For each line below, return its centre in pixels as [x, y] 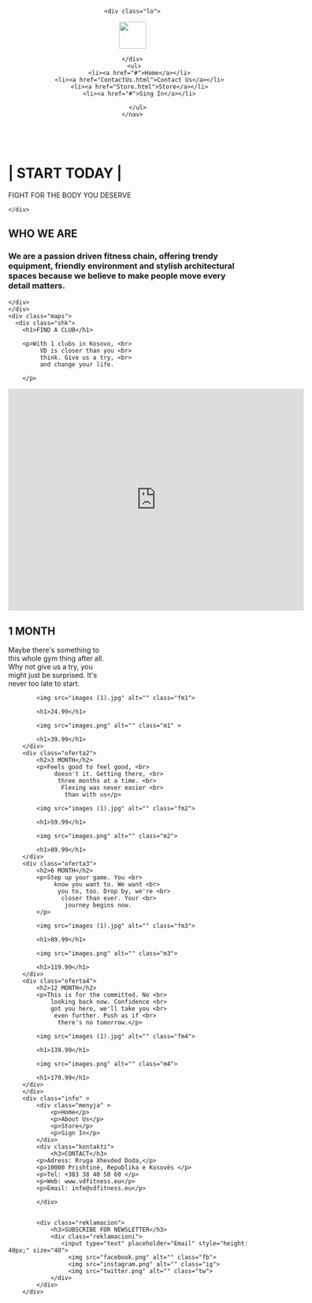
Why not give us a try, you [50, 667]
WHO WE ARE [43, 234]
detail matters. [37, 286]
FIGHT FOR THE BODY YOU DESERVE [70, 195]
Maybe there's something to [54, 650]
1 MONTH [32, 631]
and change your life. [77, 364]
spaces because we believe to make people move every [117, 276]
